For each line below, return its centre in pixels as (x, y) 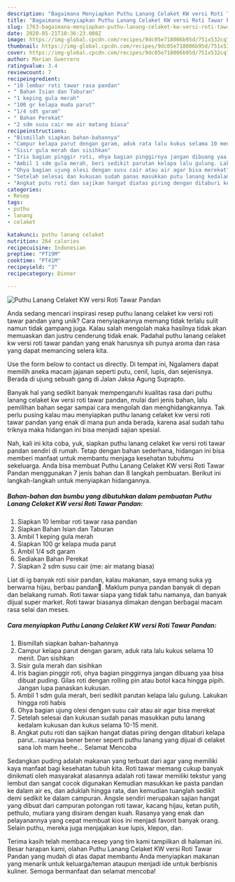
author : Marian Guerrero (43, 59)
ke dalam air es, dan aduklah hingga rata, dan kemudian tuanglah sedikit (111, 790)
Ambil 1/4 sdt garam (46, 551)
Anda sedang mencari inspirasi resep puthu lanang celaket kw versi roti (110, 313)
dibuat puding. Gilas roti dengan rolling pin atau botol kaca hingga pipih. (121, 680)
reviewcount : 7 (29, 72)
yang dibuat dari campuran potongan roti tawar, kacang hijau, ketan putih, (114, 805)
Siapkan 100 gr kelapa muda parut (67, 544)
